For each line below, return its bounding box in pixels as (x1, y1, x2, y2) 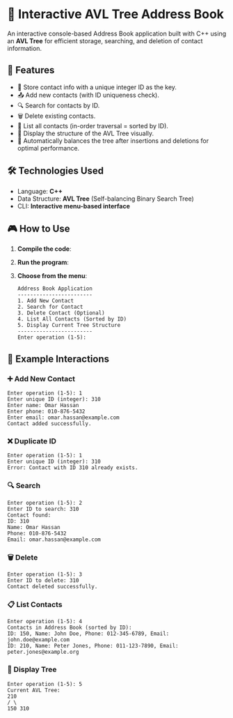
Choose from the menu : (17, 272, 88, 280)
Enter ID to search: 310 (7, 505, 79, 512)
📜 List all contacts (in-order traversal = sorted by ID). (17, 121, 169, 130)
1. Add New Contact (17, 298, 74, 305)
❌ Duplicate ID (7, 436, 57, 445)
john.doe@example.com (7, 636, 70, 643)
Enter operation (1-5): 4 (7, 618, 82, 625)
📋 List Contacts (7, 599, 63, 609)
